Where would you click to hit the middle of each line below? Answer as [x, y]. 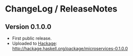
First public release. [32, 38]
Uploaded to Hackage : [34, 43]
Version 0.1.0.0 [28, 27]
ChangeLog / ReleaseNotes [61, 9]
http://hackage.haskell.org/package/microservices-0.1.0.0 [70, 49]
